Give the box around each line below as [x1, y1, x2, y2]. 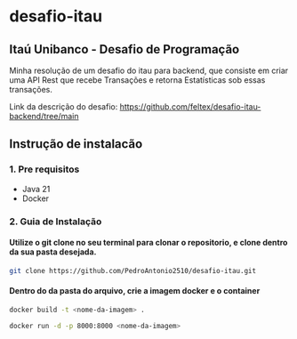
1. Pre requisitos [9, 163, 80, 175]
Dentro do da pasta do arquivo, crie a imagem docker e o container [9, 286, 261, 296]
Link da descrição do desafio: [9, 101, 118, 112]
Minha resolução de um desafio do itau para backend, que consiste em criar [9, 65, 289, 76]
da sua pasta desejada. [9, 246, 97, 257]
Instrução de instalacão [9, 136, 143, 152]
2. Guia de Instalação [9, 215, 102, 228]
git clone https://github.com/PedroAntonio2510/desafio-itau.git [9, 266, 256, 275]
